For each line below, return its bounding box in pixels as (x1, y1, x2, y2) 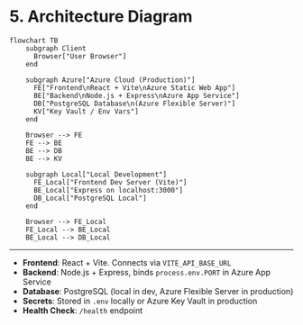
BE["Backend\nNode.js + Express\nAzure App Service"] (32, 91, 241, 100)
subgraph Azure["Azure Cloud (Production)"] (25, 75, 196, 85)
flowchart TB (9, 36, 59, 45)
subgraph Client (25, 43, 87, 53)
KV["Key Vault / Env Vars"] (32, 106, 140, 116)
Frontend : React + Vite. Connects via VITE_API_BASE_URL (22, 257, 232, 267)
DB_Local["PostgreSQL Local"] (32, 194, 147, 203)
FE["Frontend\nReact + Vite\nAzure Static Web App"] (32, 83, 236, 92)
